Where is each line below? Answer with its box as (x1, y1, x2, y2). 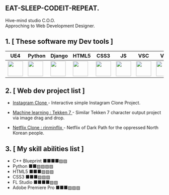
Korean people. (12, 130, 44, 136)
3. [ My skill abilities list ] (5, 144, 84, 153)
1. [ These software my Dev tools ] (5, 37, 113, 46)
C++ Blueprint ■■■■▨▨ (12, 158, 68, 164)
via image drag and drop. (12, 115, 65, 121)
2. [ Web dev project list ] (5, 86, 85, 95)
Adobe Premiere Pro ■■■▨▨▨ (12, 184, 80, 190)
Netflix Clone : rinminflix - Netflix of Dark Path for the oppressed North (12, 125, 159, 131)
